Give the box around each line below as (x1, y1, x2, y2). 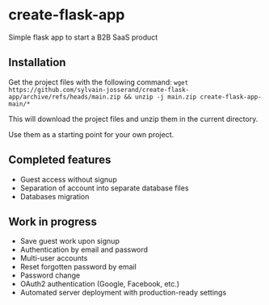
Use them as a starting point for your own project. (8, 129, 174, 139)
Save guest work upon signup (19, 236, 120, 246)
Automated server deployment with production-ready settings (19, 288, 227, 298)
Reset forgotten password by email (19, 262, 137, 272)
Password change (19, 270, 81, 280)
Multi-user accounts (19, 253, 88, 263)
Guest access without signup (19, 174, 117, 184)
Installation (8, 56, 66, 69)
